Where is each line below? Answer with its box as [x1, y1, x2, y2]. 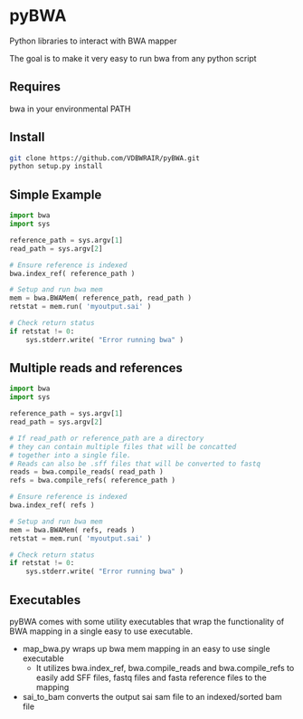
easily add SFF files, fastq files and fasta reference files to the [35, 672, 267, 683]
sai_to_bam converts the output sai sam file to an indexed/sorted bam [22, 692, 282, 702]
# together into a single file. [9, 450, 131, 460]
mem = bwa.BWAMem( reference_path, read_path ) [9, 293, 193, 303]
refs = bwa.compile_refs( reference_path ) [9, 476, 176, 485]
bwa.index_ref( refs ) [9, 501, 95, 510]
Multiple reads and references [9, 360, 184, 376]
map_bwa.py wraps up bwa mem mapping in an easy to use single [22, 644, 270, 654]
